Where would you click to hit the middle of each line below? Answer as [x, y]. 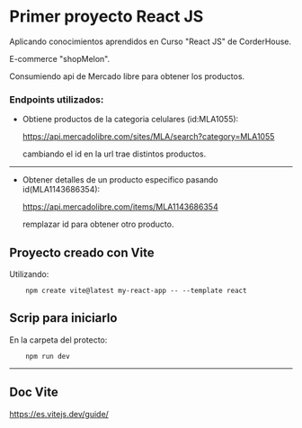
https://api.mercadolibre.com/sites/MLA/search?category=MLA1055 [148, 137]
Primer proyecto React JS [107, 17]
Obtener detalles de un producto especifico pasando [120, 180]
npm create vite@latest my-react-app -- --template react [136, 291]
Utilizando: [29, 274]
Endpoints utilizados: [57, 99]
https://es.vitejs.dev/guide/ [59, 414]
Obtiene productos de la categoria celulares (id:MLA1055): [130, 120]
